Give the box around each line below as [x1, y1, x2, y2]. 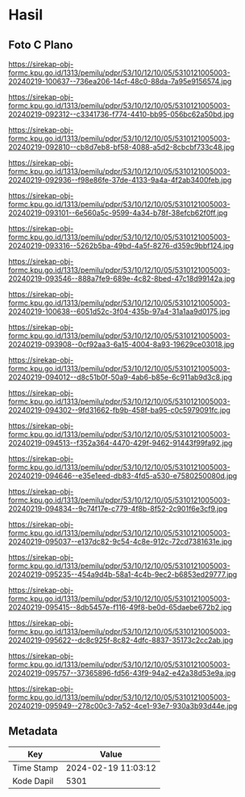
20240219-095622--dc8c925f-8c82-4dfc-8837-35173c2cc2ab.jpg [8, 635, 234, 645]
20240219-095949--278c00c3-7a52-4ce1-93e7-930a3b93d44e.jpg [8, 702, 238, 710]
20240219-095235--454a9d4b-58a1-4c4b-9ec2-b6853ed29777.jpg [8, 570, 238, 579]
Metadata [8, 724, 58, 738]
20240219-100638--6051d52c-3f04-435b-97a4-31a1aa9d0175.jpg [8, 307, 230, 316]
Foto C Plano [8, 38, 73, 52]
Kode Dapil [12, 775, 54, 786]
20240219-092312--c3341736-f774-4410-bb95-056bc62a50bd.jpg [8, 109, 235, 119]
